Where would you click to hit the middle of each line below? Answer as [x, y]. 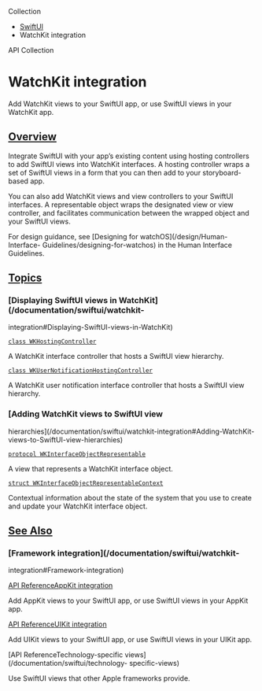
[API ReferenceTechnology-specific [66, 655]
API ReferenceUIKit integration [58, 624]
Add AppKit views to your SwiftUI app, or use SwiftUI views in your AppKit [128, 600]
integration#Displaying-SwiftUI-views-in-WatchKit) [90, 327]
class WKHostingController [52, 342]
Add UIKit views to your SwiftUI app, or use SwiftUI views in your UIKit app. [130, 640]
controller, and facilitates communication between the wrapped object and [129, 212]
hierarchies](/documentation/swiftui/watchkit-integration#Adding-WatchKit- [131, 431]
